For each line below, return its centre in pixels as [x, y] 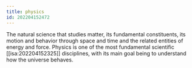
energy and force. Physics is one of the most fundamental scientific [90, 47]
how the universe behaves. [40, 60]
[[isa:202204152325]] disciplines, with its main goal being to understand [96, 53]
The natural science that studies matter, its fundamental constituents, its [96, 34]
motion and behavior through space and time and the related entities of [95, 41]
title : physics [25, 12]
